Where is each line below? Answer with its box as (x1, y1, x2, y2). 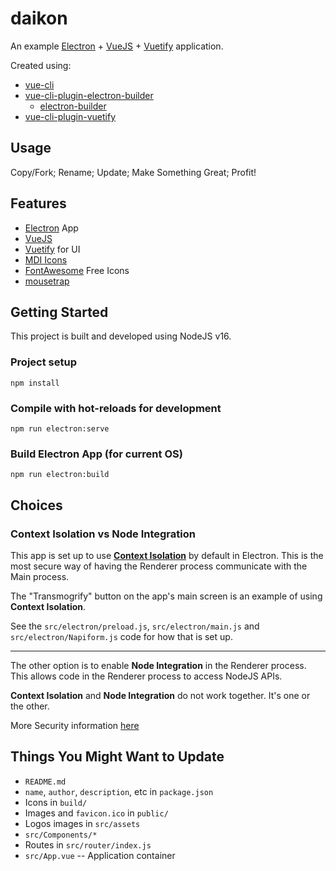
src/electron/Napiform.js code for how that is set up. (10, 630, 233, 642)
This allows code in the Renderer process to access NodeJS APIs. (10, 670, 283, 682)
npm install (10, 378, 60, 388)
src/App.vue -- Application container (24, 849, 176, 861)
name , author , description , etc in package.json (24, 785, 214, 797)
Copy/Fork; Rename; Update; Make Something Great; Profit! (10, 166, 257, 178)
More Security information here (10, 719, 140, 731)
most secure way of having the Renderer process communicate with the (10, 560, 308, 572)
